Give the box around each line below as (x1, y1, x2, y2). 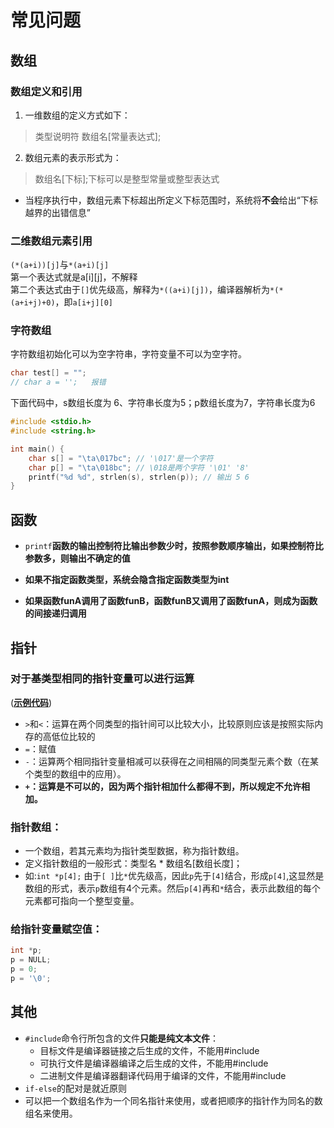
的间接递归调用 (24, 607, 87, 620)
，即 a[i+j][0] (54, 296, 114, 308)
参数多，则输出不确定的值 (24, 552, 131, 565)
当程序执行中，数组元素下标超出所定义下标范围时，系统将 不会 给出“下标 (24, 194, 318, 206)
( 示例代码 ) (10, 696, 53, 708)
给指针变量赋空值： (10, 922, 103, 936)
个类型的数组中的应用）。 (24, 767, 127, 780)
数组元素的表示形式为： (24, 151, 122, 163)
